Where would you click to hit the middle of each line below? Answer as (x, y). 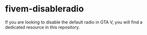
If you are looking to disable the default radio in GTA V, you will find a (74, 22)
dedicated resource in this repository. (42, 27)
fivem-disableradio (44, 9)
